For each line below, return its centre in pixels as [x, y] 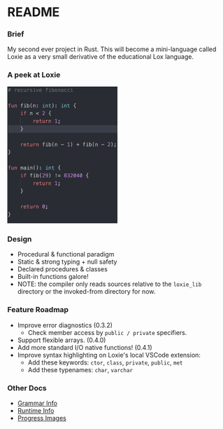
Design [20, 239]
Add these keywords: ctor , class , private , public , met [105, 362]
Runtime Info [36, 411]
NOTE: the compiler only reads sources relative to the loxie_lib [109, 284]
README [34, 12]
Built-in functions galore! [53, 277]
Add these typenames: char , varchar [80, 369]
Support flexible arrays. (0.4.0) [62, 340]
